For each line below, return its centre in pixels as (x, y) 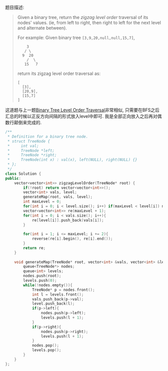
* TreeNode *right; (32, 155)
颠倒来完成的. (28, 122)
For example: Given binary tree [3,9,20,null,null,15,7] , (76, 37)
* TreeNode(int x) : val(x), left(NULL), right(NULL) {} (72, 160)
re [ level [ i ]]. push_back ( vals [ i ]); (68, 220)
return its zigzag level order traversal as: (59, 73)
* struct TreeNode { (29, 141)
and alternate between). (42, 28)
